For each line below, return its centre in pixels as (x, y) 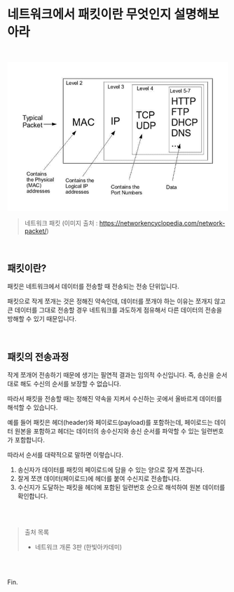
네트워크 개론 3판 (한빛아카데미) (78, 547)
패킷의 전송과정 (38, 356)
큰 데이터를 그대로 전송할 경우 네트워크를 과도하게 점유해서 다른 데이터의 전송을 (115, 310)
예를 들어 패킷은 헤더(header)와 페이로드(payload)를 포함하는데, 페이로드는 (110, 423)
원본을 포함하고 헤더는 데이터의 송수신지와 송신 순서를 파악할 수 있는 (107, 431)
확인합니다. (33, 496)
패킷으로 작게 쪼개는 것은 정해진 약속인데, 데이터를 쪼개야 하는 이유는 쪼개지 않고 (117, 301)
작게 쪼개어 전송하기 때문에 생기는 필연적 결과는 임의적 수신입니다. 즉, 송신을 (111, 375)
